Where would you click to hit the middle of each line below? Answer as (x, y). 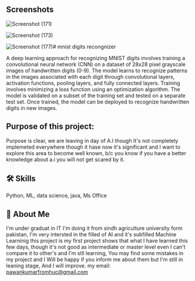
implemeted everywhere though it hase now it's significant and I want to (93, 147)
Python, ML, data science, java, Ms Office (56, 196)
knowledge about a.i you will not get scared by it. (65, 159)
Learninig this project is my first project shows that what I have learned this (97, 241)
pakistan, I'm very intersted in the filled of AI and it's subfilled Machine (91, 235)
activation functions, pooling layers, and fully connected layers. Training (93, 83)
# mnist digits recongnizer (84, 46)
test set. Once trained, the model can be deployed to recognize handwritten (98, 102)
